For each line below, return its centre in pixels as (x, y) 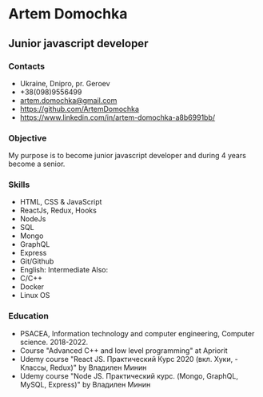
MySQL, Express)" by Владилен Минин (85, 384)
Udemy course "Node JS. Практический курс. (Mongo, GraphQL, (129, 375)
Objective (28, 138)
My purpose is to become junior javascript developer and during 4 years (127, 156)
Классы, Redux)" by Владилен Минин (83, 367)
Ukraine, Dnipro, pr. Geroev (65, 83)
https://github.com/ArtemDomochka (80, 109)
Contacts (27, 66)
